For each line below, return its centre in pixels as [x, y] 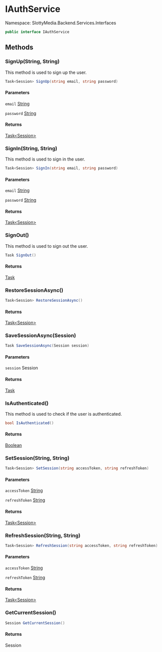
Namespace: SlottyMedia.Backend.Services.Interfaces [61, 23]
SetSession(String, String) [37, 458]
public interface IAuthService [37, 32]
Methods [19, 47]
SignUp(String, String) [32, 61]
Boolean [14, 445]
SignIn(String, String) [31, 148]
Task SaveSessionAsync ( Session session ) [47, 346]
